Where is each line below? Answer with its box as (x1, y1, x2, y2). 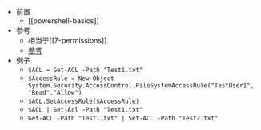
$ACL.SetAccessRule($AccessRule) (27, 97, 140, 105)
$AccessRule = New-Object (27, 75, 114, 83)
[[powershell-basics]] (27, 16, 100, 26)
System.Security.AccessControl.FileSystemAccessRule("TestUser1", (27, 82, 255, 90)
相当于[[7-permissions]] (27, 35, 107, 45)
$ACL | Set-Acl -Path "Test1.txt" (27, 106, 143, 114)
